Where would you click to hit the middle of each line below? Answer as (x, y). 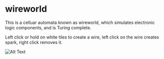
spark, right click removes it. (34, 42)
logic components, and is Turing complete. (48, 27)
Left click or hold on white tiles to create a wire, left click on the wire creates (82, 37)
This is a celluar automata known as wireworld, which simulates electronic (80, 22)
